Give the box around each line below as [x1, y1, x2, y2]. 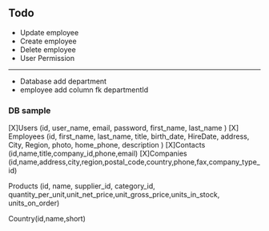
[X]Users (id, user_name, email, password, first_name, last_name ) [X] [8, 124, 239, 133]
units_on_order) [8, 198, 60, 208]
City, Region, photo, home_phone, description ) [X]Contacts [8, 140, 206, 150]
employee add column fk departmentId [19, 84, 149, 95]
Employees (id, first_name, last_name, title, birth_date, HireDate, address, [8, 132, 250, 141]
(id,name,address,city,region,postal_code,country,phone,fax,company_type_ [8, 157, 260, 167]
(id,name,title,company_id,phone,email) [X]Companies [8, 148, 187, 159]
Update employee [19, 27, 79, 37]
